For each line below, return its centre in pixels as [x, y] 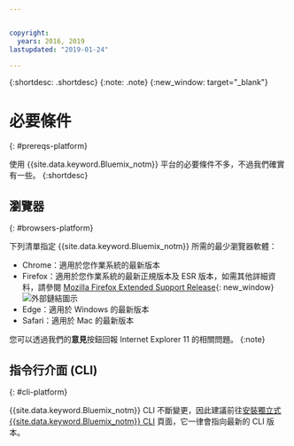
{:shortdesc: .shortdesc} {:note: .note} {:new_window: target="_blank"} [139, 82]
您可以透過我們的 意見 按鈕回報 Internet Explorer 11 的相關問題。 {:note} [137, 340]
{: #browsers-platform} [51, 228]
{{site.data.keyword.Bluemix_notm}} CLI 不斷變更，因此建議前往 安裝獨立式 [145, 410]
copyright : [29, 33]
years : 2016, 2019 [51, 41]
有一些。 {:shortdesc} [49, 176]
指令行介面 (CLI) [54, 370]
